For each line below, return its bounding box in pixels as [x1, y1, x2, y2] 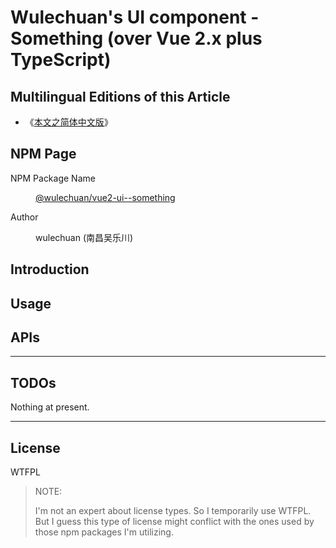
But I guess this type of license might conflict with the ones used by [34, 516, 315, 528]
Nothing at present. [10, 401, 90, 413]
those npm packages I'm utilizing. [34, 526, 174, 538]
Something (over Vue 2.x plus [10, 27, 263, 50]
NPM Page [10, 146, 77, 163]
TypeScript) [10, 49, 112, 71]
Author [10, 211, 39, 223]
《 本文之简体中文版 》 [24, 116, 113, 128]
